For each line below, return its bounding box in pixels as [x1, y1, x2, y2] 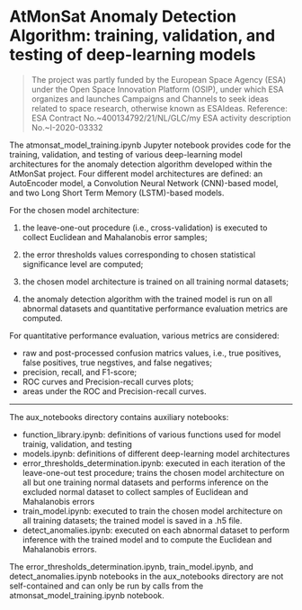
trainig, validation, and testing [22, 438, 133, 449]
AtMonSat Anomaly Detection [9, 6, 236, 27]
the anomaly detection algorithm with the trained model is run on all [22, 293, 272, 304]
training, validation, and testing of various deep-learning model [9, 148, 243, 159]
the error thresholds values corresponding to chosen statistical [22, 249, 256, 260]
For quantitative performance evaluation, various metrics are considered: [9, 330, 280, 341]
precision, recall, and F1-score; [22, 366, 138, 377]
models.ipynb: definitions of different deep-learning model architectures [22, 448, 290, 459]
